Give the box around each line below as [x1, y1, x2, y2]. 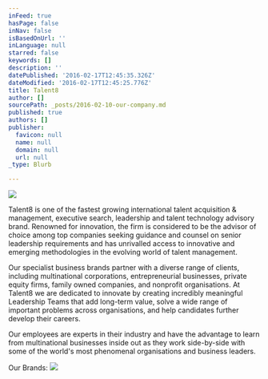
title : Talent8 [8, 86, 59, 95]
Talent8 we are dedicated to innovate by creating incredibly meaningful [8, 288, 243, 298]
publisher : [8, 123, 45, 131]
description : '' [8, 64, 62, 72]
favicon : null [15, 131, 62, 139]
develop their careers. [8, 314, 82, 324]
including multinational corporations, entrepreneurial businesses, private [8, 272, 247, 281]
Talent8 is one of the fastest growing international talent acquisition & [8, 205, 238, 215]
